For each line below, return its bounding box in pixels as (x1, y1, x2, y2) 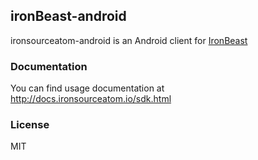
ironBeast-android (10, 8, 127, 25)
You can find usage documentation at (10, 82, 165, 94)
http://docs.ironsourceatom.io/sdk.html (10, 93, 172, 105)
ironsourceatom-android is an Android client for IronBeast (10, 34, 248, 46)
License (10, 118, 50, 132)
